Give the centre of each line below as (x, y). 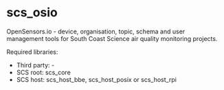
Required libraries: (32, 52)
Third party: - (35, 65)
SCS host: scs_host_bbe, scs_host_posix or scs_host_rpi (96, 79)
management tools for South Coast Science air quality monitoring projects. (112, 38)
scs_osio (32, 13)
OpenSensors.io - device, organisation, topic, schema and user (96, 31)
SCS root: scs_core (44, 72)
